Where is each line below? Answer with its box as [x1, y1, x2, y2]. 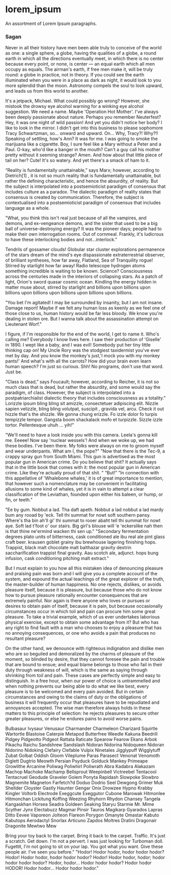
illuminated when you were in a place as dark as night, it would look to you [5, 77, 161, 83]
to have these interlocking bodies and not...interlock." [5, 237, 118, 243]
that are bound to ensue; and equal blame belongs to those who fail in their [5, 662, 163, 668]
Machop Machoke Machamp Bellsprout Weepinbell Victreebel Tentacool [5, 769, 157, 775]
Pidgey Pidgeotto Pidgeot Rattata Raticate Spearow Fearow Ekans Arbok [5, 737, 157, 743]
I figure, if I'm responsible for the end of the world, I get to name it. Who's [5, 331, 159, 337]
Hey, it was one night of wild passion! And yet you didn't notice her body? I [5, 120, 162, 126]
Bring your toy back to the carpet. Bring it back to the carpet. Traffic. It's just [5, 833, 165, 839]
